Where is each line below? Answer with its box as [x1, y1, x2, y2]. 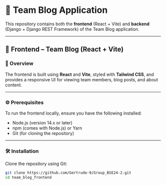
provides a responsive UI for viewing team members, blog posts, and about [5, 76, 158, 82]
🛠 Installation [5, 147, 39, 154]
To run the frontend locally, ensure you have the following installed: [5, 110, 142, 116]
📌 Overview [5, 60, 34, 67]
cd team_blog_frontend [5, 175, 52, 180]
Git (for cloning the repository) [12, 130, 75, 136]
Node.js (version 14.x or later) [12, 120, 73, 125]
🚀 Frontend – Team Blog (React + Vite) [5, 45, 124, 54]
